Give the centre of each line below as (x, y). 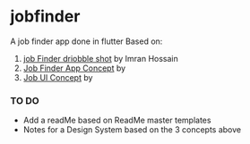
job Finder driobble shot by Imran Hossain (100, 58)
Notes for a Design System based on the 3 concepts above (132, 130)
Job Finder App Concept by (74, 68)
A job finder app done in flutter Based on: (86, 41)
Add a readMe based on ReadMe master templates (117, 120)
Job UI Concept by (58, 77)
